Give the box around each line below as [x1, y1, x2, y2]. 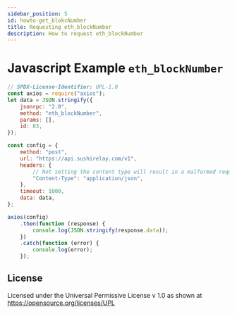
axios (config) [7, 213, 49, 220]
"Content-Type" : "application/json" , [32, 175, 143, 182]
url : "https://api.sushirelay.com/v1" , [20, 155, 138, 162]
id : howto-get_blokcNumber [7, 17, 87, 24]
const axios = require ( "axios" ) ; [7, 90, 106, 97]
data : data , [20, 194, 55, 201]
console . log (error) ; [32, 246, 93, 253]
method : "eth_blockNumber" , [20, 110, 102, 117]
